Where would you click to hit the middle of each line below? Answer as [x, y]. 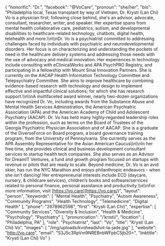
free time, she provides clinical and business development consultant [75, 149]
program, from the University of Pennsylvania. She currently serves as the [81, 138]
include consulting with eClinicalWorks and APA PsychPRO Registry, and [79, 65]
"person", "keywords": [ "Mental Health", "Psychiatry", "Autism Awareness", [82, 196]
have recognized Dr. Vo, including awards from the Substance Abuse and [80, 102]
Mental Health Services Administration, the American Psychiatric [71, 107]
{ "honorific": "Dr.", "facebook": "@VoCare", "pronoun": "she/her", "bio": [78, 7]
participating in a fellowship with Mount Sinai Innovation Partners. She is [78, 70]
